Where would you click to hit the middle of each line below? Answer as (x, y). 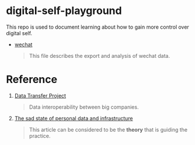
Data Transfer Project (40, 95)
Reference (32, 80)
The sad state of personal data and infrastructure (74, 118)
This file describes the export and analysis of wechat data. (100, 56)
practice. (40, 136)
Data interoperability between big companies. (84, 107)
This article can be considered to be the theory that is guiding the (108, 129)
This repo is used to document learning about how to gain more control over (98, 27)
